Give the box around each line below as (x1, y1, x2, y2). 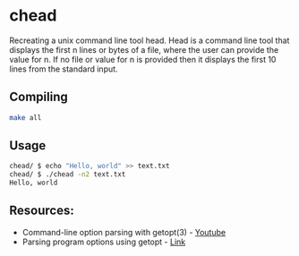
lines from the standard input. (9, 64, 118, 74)
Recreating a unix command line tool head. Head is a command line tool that (9, 35, 290, 46)
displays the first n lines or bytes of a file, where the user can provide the (9, 44, 279, 55)
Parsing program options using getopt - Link (21, 236, 186, 247)
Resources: (9, 203, 74, 218)
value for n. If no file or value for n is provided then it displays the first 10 (9, 54, 277, 64)
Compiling (9, 90, 69, 105)
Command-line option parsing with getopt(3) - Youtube (21, 226, 226, 237)
